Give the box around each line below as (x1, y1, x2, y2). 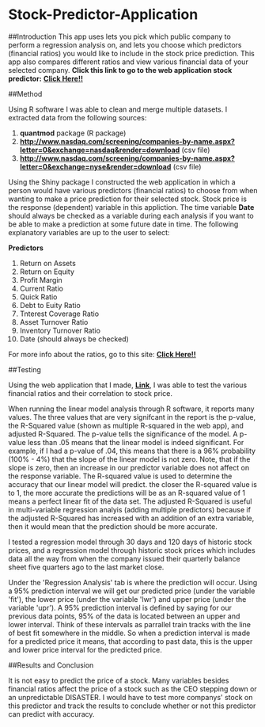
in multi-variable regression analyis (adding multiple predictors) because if (8, 504, 252, 514)
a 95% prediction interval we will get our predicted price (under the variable (8, 586, 256, 596)
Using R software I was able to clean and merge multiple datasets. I (8, 105, 228, 114)
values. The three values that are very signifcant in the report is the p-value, (8, 412, 256, 421)
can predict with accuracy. (8, 709, 95, 718)
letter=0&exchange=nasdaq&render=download (19, 145, 180, 154)
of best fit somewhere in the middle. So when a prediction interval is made (8, 628, 251, 638)
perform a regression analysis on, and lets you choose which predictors (8, 40, 243, 49)
